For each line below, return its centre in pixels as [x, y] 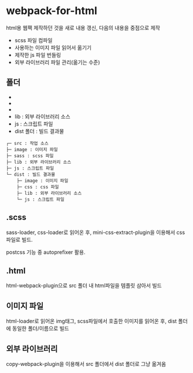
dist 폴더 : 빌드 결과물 [39, 131]
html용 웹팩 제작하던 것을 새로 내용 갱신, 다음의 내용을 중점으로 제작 [83, 28]
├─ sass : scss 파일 [30, 156]
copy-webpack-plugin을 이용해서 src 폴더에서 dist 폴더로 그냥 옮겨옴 [86, 364]
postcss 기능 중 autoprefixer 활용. [46, 252]
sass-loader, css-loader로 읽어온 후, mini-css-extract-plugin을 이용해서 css [96, 232]
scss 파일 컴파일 [33, 40]
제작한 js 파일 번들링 [38, 55]
